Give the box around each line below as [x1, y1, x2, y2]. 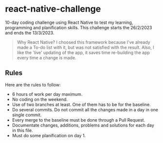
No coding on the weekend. [12, 96, 68, 102]
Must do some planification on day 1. [12, 132, 86, 138]
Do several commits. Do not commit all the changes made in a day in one [12, 107, 158, 112]
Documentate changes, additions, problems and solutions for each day [12, 122, 154, 128]
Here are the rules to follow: [5, 82, 61, 88]
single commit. [12, 112, 42, 118]
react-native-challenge [5, 3, 101, 15]
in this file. [12, 127, 33, 133]
